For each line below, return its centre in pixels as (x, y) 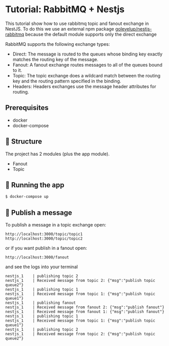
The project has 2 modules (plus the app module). (58, 154)
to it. (17, 70)
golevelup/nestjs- (133, 28)
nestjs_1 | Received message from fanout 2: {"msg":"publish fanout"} (85, 307)
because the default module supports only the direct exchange (91, 34)
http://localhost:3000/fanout (37, 257)
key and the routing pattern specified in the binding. (67, 81)
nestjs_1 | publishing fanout (41, 303)
